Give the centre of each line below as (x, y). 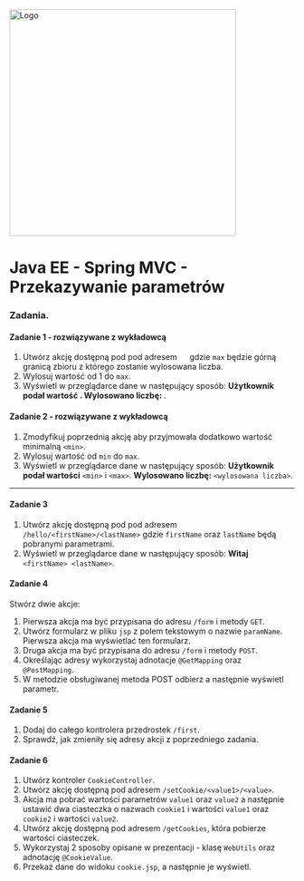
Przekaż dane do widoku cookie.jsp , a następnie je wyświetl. (137, 867)
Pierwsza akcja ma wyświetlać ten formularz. (107, 640)
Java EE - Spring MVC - (99, 268)
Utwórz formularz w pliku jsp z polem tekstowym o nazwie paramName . (152, 631)
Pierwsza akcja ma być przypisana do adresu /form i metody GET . (143, 621)
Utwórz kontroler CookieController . (89, 780)
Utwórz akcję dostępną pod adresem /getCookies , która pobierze (144, 828)
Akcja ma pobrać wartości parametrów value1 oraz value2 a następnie (153, 799)
